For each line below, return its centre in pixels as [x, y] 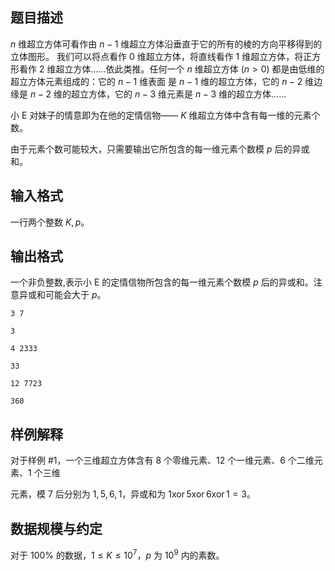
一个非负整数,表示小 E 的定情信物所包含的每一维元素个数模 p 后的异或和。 [162, 282]
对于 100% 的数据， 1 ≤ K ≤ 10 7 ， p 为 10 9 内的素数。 [117, 554]
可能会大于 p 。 [75, 295]
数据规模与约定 [56, 528]
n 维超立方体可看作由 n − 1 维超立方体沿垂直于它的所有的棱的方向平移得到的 [166, 44]
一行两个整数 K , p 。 [50, 222]
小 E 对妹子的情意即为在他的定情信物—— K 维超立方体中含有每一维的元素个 [165, 115]
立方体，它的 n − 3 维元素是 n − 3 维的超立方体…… [183, 94]
